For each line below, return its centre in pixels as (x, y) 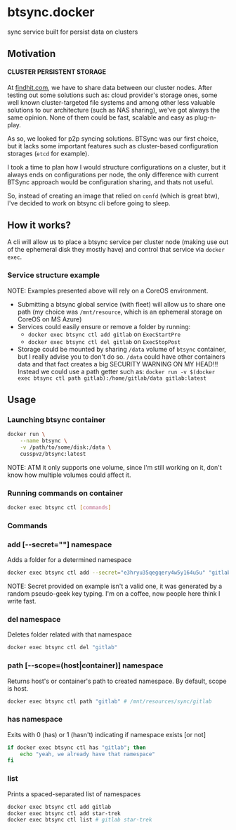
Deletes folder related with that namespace (70, 634)
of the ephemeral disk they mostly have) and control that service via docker (116, 250)
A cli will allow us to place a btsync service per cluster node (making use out (118, 242)
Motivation (32, 54)
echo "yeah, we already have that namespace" (88, 754)
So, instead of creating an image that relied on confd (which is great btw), (113, 196)
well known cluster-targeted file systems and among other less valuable (111, 102)
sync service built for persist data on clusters (73, 32)
